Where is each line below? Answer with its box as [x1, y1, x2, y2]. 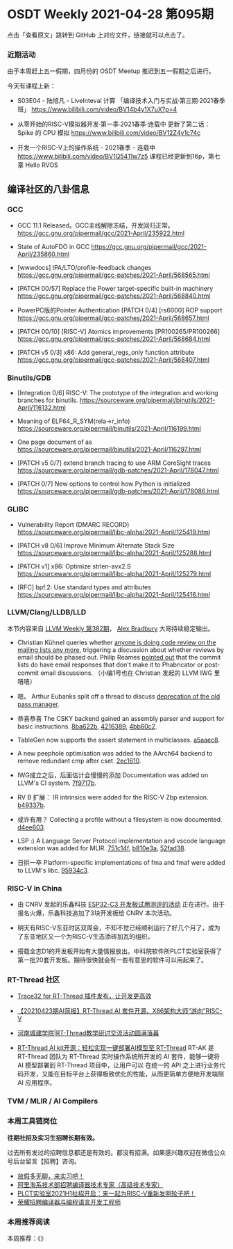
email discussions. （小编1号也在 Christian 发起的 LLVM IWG [40, 669, 213, 677]
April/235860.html [17, 250, 70, 258]
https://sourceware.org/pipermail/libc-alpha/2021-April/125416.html [17, 590, 210, 598]
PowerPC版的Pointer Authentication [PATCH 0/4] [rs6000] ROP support [17, 305, 223, 314]
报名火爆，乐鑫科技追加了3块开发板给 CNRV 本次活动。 [17, 909, 175, 917]
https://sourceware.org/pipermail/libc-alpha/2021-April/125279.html [17, 569, 212, 578]
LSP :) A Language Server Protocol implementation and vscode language [17, 836, 226, 845]
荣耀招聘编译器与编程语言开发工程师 [17, 1198, 121, 1206]
